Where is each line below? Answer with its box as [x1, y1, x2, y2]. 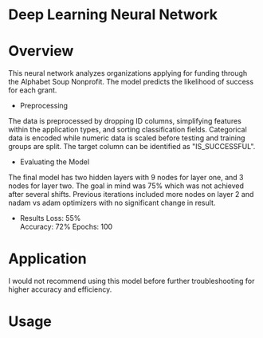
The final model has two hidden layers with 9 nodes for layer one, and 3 [8, 173, 245, 183]
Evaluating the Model [19, 157, 90, 167]
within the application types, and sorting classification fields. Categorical [8, 125, 247, 135]
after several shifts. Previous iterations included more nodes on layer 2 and [8, 190, 254, 199]
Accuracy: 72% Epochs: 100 [19, 222, 113, 232]
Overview [8, 42, 74, 61]
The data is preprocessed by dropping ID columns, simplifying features [8, 116, 241, 126]
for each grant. [8, 85, 57, 95]
